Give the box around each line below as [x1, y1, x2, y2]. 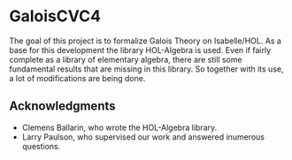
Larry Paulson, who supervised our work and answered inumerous [21, 131, 265, 142]
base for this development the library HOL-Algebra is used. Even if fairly [9, 44, 272, 55]
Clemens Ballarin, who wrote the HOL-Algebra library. [21, 122, 218, 133]
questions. [21, 141, 61, 151]
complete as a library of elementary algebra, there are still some [9, 54, 242, 65]
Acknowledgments [9, 99, 117, 114]
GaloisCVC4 [9, 6, 102, 27]
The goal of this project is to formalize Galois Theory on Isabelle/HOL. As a [9, 35, 281, 46]
